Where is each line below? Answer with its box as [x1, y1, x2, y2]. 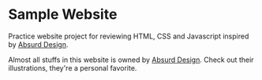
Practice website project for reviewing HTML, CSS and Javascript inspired [8, 31, 249, 41]
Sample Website [8, 5, 118, 24]
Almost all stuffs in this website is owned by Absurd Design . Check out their [8, 55, 254, 64]
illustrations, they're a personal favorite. [8, 63, 137, 72]
